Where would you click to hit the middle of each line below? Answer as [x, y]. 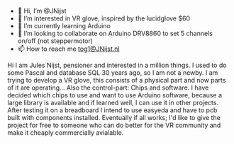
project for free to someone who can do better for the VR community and [114, 125]
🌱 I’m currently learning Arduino [64, 26]
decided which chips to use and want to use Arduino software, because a [115, 95]
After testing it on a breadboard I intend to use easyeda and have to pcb [112, 110]
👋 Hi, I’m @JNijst [42, 11]
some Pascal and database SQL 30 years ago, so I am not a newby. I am [113, 73]
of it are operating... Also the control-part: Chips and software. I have [108, 88]
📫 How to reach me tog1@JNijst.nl [68, 49]
